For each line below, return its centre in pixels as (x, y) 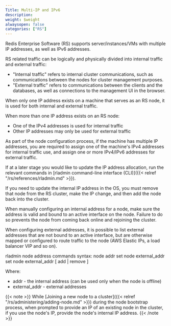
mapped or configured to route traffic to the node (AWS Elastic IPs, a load (83, 241)
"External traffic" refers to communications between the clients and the (88, 85)
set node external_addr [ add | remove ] (47, 262)
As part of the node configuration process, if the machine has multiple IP (82, 141)
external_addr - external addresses (50, 287)
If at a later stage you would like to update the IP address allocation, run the (85, 167)
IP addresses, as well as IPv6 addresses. (48, 49)
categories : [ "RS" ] (26, 29)
